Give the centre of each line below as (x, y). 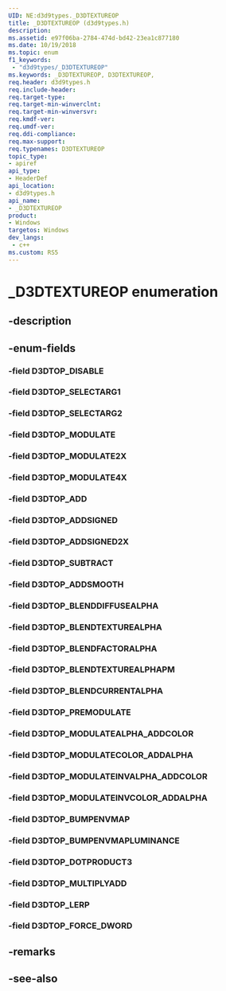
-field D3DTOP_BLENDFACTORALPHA (83, 648)
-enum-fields (42, 348)
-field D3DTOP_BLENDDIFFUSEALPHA (84, 606)
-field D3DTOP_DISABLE (56, 371)
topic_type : (28, 156)
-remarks (32, 952)
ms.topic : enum (33, 53)
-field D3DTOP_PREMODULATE (70, 712)
